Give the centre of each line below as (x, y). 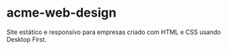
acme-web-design (61, 13)
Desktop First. (26, 39)
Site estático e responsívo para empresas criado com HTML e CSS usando (114, 32)
